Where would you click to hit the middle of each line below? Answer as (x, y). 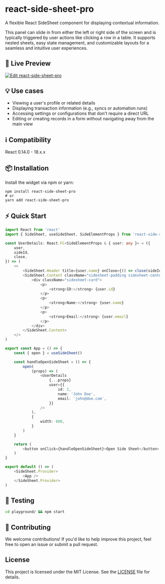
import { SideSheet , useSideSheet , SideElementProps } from (68, 234)
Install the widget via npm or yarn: (40, 182)
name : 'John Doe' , (77, 394)
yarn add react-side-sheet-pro (37, 200)
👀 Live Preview (28, 63)
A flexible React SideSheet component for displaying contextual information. (82, 23)
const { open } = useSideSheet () (48, 353)
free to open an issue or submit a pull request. (52, 544)
